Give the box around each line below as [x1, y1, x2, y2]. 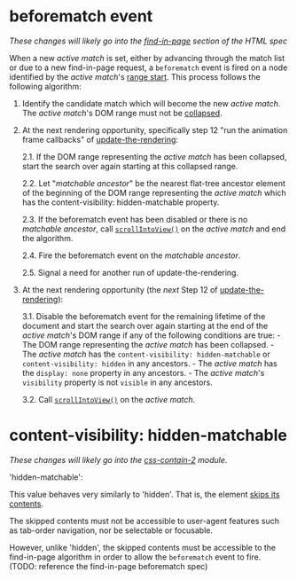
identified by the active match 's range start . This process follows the [9, 71, 261, 82]
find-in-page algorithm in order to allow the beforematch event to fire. [9, 552, 262, 562]
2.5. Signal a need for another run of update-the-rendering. [21, 267, 239, 278]
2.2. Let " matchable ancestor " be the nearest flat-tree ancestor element [21, 177, 286, 188]
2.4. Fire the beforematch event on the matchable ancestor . [21, 250, 241, 261]
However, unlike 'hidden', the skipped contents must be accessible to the [9, 542, 277, 553]
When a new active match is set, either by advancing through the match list [9, 52, 285, 63]
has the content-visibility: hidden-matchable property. [21, 197, 220, 208]
